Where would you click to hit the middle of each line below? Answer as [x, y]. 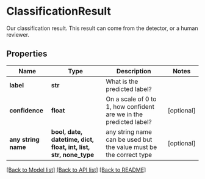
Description [134, 71]
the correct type [129, 155]
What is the [122, 81]
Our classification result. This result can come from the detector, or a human [102, 28]
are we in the [124, 114]
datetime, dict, [73, 139]
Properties [27, 54]
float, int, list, [70, 147]
